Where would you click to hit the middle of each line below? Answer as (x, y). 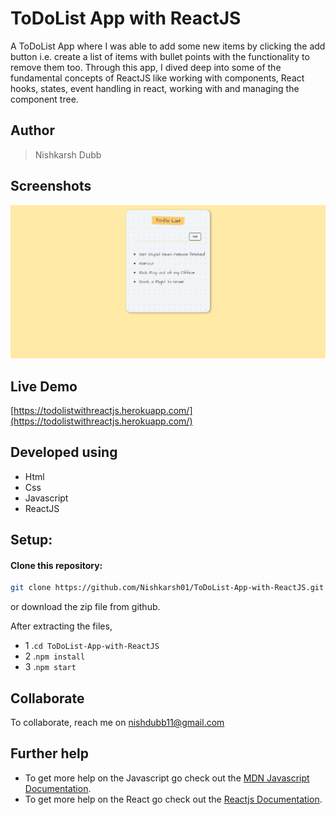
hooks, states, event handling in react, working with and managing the (155, 88)
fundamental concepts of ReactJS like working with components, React (157, 78)
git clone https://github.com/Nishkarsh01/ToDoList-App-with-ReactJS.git (167, 588)
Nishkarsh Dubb (68, 154)
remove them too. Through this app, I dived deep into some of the (146, 67)
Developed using (64, 452)
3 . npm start (50, 667)
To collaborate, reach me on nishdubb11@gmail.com (117, 723)
